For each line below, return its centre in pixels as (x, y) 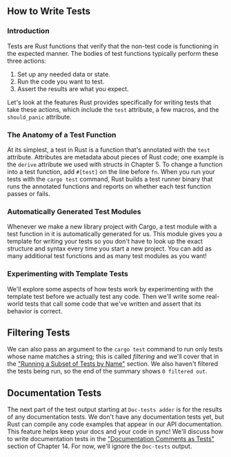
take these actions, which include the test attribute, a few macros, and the (113, 109)
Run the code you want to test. (61, 81)
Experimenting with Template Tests (68, 274)
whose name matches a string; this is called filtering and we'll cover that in (113, 357)
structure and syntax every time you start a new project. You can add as (110, 249)
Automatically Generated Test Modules (74, 211)
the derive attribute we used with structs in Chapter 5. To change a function (115, 164)
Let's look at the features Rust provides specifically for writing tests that (109, 102)
